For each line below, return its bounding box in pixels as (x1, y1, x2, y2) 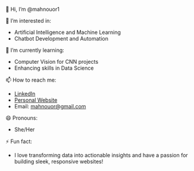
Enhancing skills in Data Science (14, 64, 94, 71)
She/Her (14, 126, 35, 133)
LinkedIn (14, 90, 36, 97)
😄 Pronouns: (5, 114, 38, 122)
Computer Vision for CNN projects (14, 58, 99, 65)
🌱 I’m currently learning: (5, 46, 65, 54)
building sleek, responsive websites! (14, 158, 104, 165)
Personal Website (14, 97, 58, 104)
